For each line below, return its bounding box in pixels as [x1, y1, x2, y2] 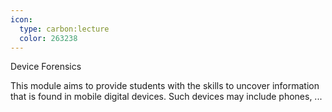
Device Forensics [10, 61, 82, 73]
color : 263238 [19, 33, 78, 43]
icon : [10, 14, 33, 25]
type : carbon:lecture [19, 24, 110, 34]
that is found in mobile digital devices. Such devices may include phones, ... [10, 91, 323, 103]
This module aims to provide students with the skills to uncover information [10, 80, 320, 92]
